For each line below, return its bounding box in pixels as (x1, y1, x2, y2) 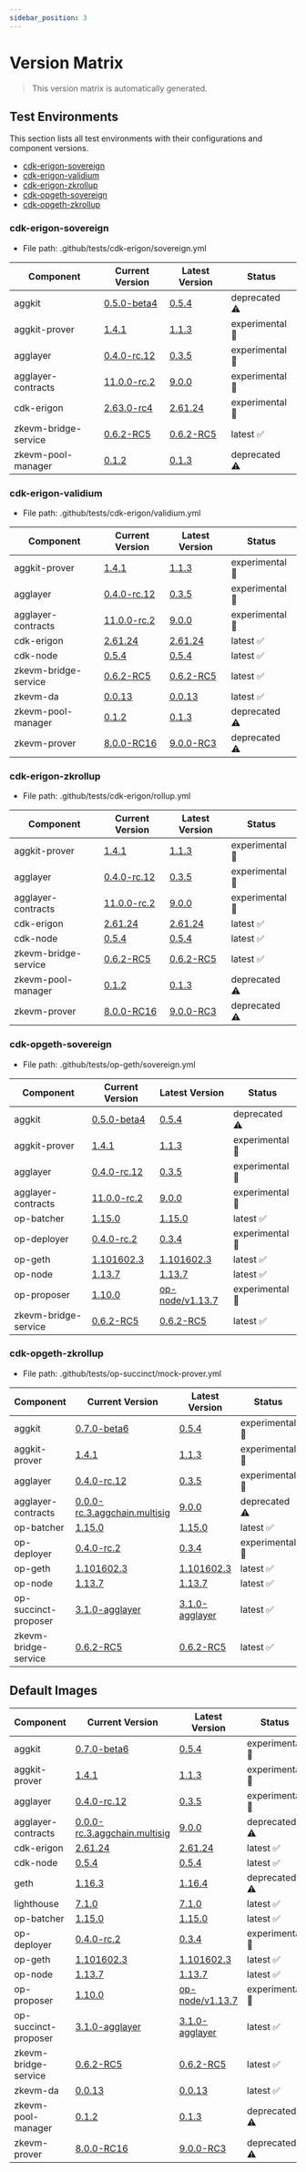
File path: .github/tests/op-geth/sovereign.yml (22, 1058, 196, 1070)
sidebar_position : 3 (9, 13, 88, 23)
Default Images (9, 1683, 98, 1698)
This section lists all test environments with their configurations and (9, 133, 263, 144)
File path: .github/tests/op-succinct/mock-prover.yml (22, 1368, 221, 1379)
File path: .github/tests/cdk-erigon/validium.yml (22, 507, 201, 518)
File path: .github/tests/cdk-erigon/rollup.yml (22, 790, 191, 801)
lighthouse (14, 1897, 59, 1910)
